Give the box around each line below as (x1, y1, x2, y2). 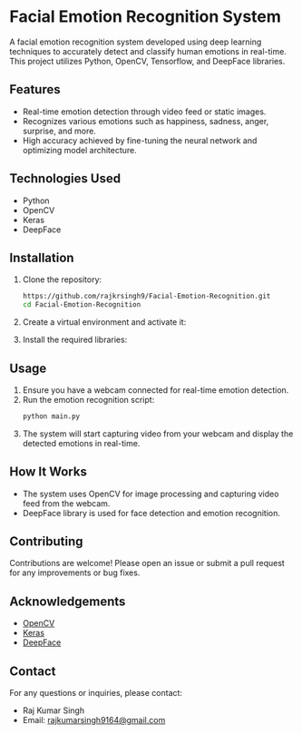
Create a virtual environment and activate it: (22, 317, 187, 328)
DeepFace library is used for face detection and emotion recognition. (22, 507, 281, 518)
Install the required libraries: (22, 334, 128, 346)
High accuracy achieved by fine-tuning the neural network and (22, 134, 258, 146)
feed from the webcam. (22, 497, 111, 509)
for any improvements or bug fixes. (9, 567, 141, 578)
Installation (9, 250, 74, 265)
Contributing (9, 533, 83, 550)
